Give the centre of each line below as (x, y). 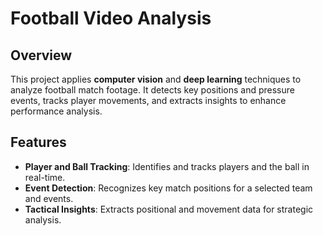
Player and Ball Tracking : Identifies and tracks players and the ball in (167, 166)
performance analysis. (56, 111)
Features (38, 142)
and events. (49, 198)
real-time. (45, 177)
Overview (41, 55)
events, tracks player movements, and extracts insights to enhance (148, 100)
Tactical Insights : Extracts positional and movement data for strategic (169, 209)
